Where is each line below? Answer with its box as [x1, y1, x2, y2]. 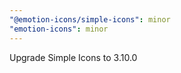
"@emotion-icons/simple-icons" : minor [9, 14, 171, 25]
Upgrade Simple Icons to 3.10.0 [9, 51, 138, 63]
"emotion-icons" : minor [9, 24, 109, 34]
